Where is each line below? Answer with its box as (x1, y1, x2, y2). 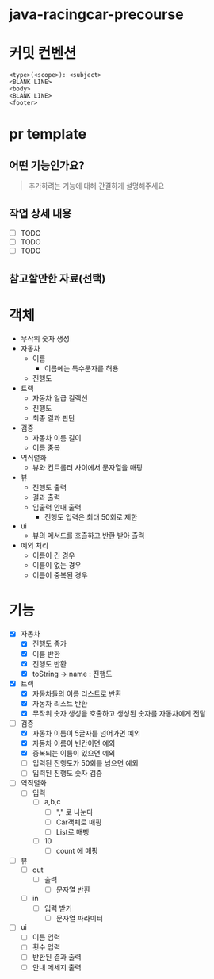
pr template (9, 125, 87, 144)
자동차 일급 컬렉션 (32, 394, 88, 403)
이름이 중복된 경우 (32, 570, 88, 580)
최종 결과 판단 (32, 413, 75, 423)
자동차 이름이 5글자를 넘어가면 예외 (32, 728, 141, 739)
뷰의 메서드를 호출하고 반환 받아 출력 (32, 531, 145, 540)
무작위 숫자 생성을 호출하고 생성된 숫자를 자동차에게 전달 (32, 708, 207, 718)
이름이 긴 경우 (32, 551, 75, 560)
